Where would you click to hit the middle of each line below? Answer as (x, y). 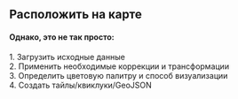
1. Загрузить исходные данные (67, 57)
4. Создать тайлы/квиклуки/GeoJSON (81, 85)
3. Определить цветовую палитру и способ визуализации (119, 75)
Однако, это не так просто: (62, 37)
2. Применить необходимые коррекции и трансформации (119, 66)
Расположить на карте (75, 15)
